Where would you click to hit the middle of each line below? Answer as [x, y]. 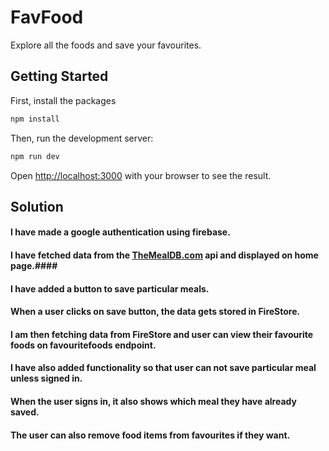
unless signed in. [46, 378]
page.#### [34, 266]
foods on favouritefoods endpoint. [83, 345]
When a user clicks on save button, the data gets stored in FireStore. [155, 312]
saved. [25, 412]
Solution [37, 206]
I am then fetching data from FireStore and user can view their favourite [162, 334]
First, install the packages [63, 100]
